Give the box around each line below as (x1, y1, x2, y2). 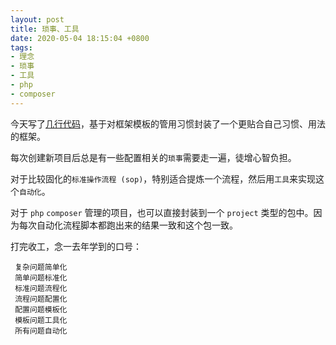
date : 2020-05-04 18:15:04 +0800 (10, 33, 150, 43)
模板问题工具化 (14, 315, 68, 325)
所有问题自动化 (14, 326, 68, 336)
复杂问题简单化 (14, 262, 68, 272)
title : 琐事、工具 (10, 24, 80, 34)
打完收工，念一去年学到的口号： (10, 240, 142, 252)
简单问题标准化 (14, 272, 68, 283)
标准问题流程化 (14, 283, 68, 293)
